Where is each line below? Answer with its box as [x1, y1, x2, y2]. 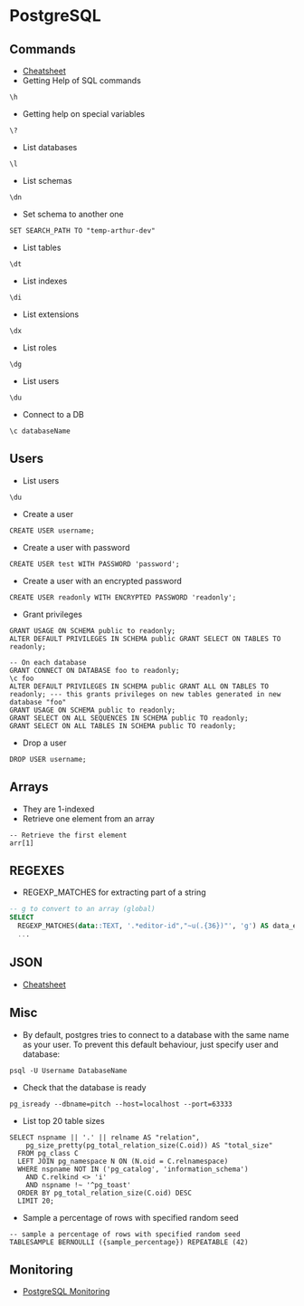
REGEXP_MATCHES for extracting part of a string [22, 887, 206, 898]
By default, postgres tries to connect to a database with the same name [22, 1029, 290, 1040]
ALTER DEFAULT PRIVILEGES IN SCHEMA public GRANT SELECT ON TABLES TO [9, 634, 281, 643]
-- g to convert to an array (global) [9, 905, 156, 914]
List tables [22, 242, 62, 253]
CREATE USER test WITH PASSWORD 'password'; [9, 559, 180, 569]
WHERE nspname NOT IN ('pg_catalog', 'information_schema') [17, 1165, 249, 1174]
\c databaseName [9, 427, 71, 436]
